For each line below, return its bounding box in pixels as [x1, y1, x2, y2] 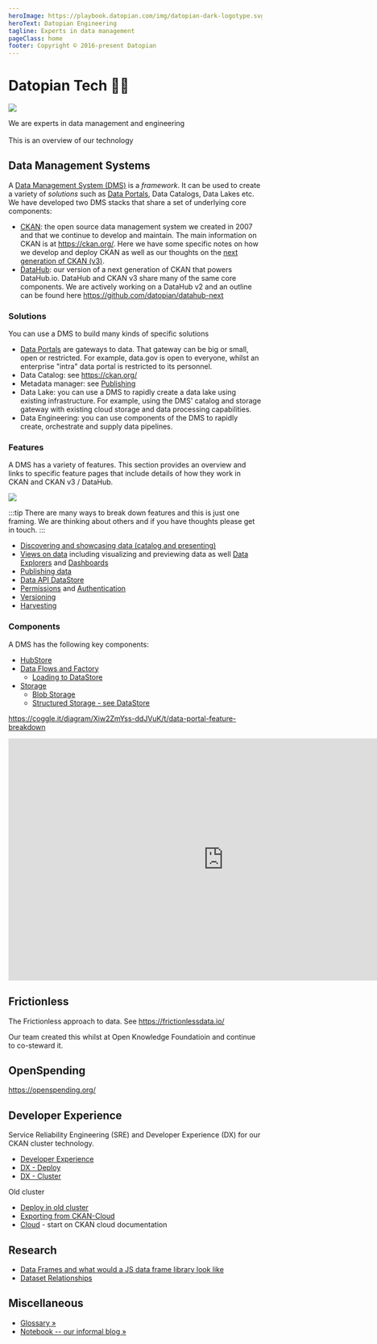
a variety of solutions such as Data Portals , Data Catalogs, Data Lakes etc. [8, 189, 255, 199]
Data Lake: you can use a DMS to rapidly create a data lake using [19, 387, 236, 397]
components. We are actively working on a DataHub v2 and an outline [19, 282, 252, 291]
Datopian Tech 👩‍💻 [8, 77, 130, 95]
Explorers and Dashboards [19, 558, 109, 567]
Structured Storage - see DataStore [31, 697, 151, 707]
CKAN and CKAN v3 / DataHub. [8, 477, 114, 487]
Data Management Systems [8, 159, 151, 173]
